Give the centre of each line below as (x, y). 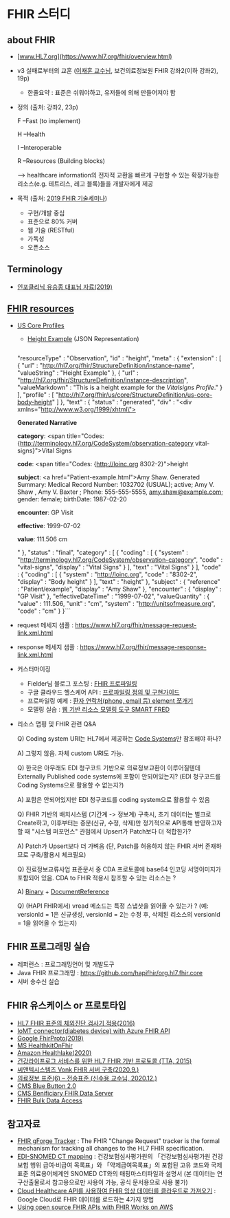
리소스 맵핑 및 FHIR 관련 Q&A (57, 724)
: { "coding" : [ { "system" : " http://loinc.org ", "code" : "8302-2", (107, 574)
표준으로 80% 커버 (52, 221)
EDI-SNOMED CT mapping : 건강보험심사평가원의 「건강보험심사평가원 (114, 1157)
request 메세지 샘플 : (45, 625)
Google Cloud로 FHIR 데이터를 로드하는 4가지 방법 (85, 1199)
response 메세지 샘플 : (48, 646)
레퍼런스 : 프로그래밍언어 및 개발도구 (66, 964)
